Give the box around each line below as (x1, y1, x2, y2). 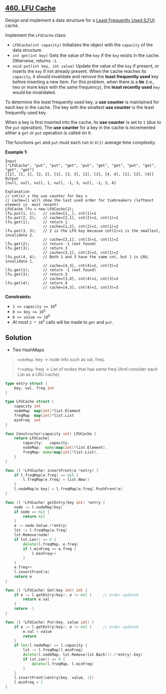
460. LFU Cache (5, 4, 56, 12)
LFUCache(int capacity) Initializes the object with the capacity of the (12, 42, 153, 48)
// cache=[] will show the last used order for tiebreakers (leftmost (5, 198, 154, 203)
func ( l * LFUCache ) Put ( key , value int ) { (5, 619, 94, 625)
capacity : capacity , (23, 440, 70, 446)
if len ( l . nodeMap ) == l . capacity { (14, 643, 88, 648)
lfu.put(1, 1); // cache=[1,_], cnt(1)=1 (5, 211, 97, 216)
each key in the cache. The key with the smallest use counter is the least (5, 104, 155, 110)
